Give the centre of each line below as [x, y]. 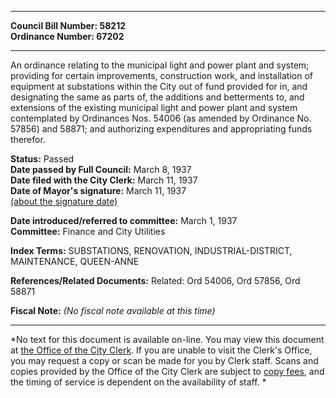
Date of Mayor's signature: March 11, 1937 [98, 190]
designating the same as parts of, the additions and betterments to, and [157, 97]
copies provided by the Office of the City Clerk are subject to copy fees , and [167, 371]
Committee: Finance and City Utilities [88, 231]
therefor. [28, 139]
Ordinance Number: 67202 [67, 36]
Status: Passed [42, 159]
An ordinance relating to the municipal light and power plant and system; [160, 65]
